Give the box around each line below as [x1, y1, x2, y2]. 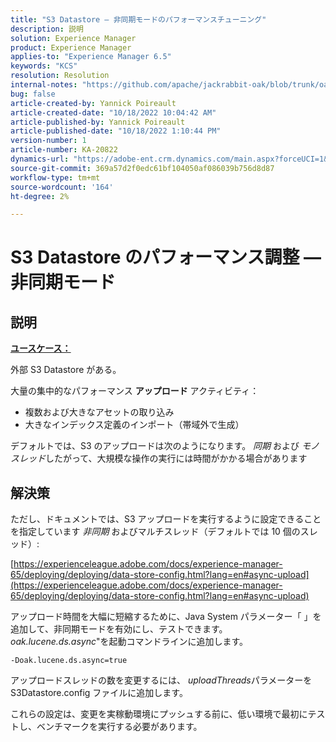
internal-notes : [10, 80, 78, 90]
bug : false [10, 89, 56, 99]
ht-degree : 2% [10, 191, 70, 201]
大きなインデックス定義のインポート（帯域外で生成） [24, 419, 245, 431]
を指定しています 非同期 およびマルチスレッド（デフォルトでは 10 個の [10, 526, 301, 538]
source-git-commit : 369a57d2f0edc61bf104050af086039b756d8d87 [10, 163, 275, 173]
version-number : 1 [10, 136, 87, 146]
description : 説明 [10, 24, 84, 34]
